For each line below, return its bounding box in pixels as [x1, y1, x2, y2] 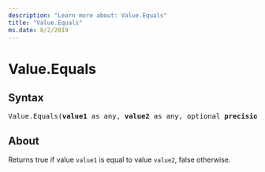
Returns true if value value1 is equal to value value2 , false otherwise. [8, 155, 231, 165]
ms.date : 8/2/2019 [8, 26, 69, 34]
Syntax [8, 91, 44, 104]
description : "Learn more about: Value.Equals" [8, 11, 168, 20]
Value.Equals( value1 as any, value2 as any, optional [8, 112, 221, 121]
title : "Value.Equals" [8, 19, 83, 27]
